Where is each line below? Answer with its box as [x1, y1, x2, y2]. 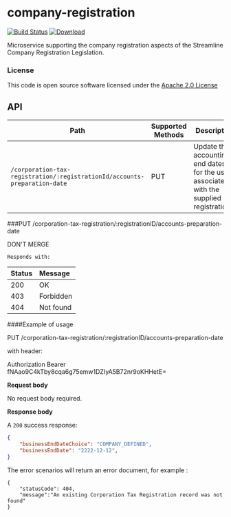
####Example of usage [7, 320, 74, 328]
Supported [151, 122, 187, 131]
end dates [193, 159, 226, 169]
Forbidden [38, 291, 73, 301]
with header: [7, 347, 43, 355]
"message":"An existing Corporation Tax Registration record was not [19, 491, 223, 498]
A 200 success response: [7, 421, 78, 430]
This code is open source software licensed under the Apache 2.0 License [7, 81, 218, 89]
